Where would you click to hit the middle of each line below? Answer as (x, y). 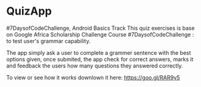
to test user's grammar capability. (48, 41)
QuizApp (29, 11)
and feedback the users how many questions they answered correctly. (95, 66)
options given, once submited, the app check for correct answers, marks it (100, 59)
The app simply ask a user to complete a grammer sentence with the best (99, 52)
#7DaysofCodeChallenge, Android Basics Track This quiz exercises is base (100, 28)
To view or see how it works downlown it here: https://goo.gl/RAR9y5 (93, 77)
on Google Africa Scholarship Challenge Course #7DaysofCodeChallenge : (100, 34)
